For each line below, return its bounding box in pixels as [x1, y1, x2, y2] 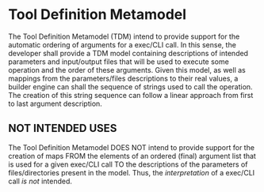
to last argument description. [8, 99, 103, 108]
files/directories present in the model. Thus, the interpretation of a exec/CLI [8, 168, 255, 177]
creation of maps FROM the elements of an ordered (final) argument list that [8, 151, 256, 160]
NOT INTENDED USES [8, 122, 117, 135]
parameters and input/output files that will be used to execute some [8, 57, 230, 66]
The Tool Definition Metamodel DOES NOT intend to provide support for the [8, 142, 255, 152]
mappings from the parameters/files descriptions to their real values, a [8, 73, 239, 83]
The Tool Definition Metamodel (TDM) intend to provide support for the [8, 32, 240, 41]
